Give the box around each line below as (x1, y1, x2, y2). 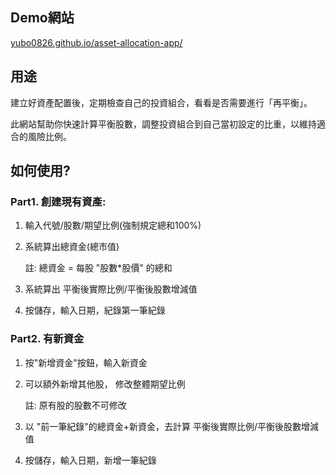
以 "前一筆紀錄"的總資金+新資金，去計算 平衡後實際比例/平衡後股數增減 (24, 420, 320, 432)
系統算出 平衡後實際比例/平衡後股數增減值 (24, 283, 198, 295)
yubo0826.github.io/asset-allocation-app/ (10, 36, 183, 48)
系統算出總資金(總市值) (24, 241, 120, 253)
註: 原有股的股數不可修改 (24, 399, 127, 411)
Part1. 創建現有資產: (10, 194, 107, 208)
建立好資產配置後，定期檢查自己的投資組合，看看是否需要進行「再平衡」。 (10, 96, 313, 108)
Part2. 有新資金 (10, 332, 85, 346)
